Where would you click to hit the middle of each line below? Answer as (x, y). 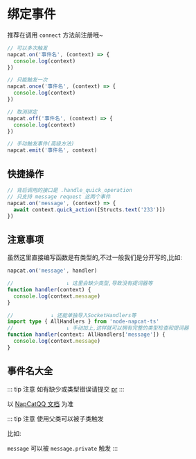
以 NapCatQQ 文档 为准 (41, 403)
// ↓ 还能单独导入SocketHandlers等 (72, 315)
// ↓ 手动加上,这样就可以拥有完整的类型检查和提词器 (98, 328)
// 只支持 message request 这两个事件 (59, 196)
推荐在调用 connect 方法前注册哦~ (55, 35)
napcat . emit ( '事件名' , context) (52, 150)
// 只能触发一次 (27, 80)
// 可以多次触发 (27, 48)
